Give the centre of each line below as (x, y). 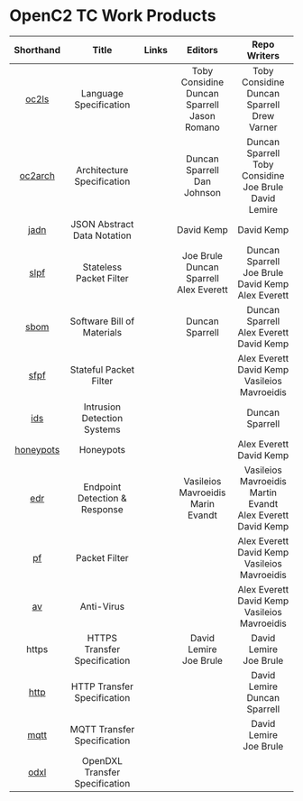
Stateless (102, 267)
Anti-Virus (102, 606)
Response (102, 509)
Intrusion (102, 407)
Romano (202, 127)
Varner (263, 127)
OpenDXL (102, 760)
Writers (263, 55)
